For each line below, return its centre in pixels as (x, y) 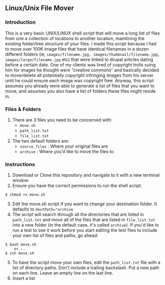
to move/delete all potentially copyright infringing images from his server (79, 75)
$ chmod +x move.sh (25, 195)
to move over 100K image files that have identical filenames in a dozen (77, 49)
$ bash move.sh (21, 245)
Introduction (20, 22)
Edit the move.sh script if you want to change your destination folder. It (84, 204)
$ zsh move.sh (20, 253)
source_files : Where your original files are (64, 146)
